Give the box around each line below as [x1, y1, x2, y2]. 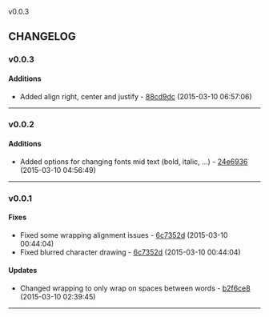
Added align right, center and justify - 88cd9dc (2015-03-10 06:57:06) [19, 91, 252, 101]
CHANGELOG [8, 30, 76, 43]
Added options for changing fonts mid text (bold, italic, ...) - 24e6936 [19, 156, 248, 167]
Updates [8, 266, 38, 275]
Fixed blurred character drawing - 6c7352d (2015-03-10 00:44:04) [19, 247, 242, 257]
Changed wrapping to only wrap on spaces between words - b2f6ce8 [19, 283, 251, 293]
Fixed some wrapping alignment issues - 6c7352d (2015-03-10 [19, 230, 228, 239]
